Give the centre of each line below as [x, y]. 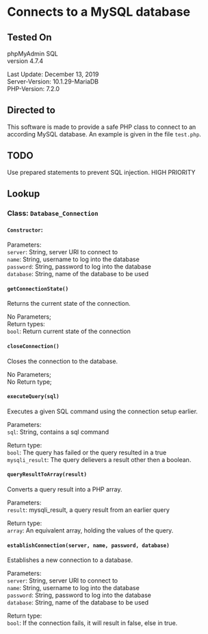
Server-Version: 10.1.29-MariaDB [53, 82]
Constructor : [25, 230]
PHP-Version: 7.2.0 [34, 89]
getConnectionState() [38, 289]
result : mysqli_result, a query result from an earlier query [88, 510]
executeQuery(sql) [33, 397]
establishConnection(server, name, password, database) [88, 546]
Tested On [30, 37]
